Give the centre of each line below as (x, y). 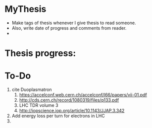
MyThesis (25, 9)
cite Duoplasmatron (32, 89)
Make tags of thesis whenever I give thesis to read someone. (74, 23)
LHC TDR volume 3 (39, 105)
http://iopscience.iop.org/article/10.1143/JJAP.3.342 (72, 111)
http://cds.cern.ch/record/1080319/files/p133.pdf (69, 100)
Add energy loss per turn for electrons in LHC (58, 116)
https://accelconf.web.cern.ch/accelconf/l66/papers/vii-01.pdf (83, 95)
